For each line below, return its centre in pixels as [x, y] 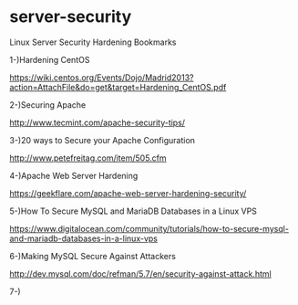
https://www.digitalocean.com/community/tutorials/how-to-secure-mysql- [149, 228]
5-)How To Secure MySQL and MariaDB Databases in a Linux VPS [134, 211]
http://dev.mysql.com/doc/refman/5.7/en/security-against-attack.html [140, 273]
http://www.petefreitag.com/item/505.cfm [88, 158]
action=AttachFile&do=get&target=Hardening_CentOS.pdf [118, 87]
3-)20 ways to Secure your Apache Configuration [103, 140]
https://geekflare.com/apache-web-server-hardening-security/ [128, 193]
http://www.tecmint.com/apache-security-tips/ [97, 122]
